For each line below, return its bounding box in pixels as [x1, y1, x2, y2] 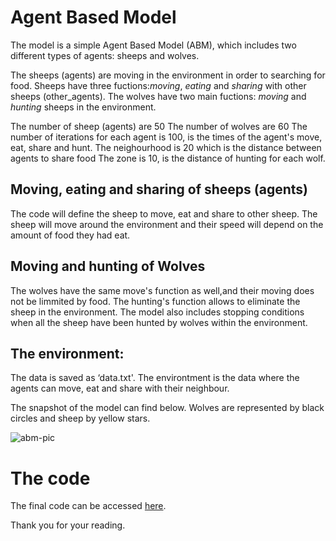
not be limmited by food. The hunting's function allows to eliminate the [10, 295, 301, 307]
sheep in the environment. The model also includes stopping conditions [10, 306, 305, 318]
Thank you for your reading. [10, 519, 126, 531]
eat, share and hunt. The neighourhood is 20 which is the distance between [10, 141, 322, 153]
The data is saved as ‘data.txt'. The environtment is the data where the [10, 372, 300, 384]
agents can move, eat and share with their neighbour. [10, 382, 230, 395]
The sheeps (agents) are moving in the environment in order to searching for [10, 69, 326, 81]
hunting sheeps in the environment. [10, 101, 157, 113]
